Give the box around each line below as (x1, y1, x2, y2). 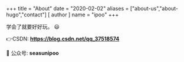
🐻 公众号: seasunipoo (6, 50, 59, 56)
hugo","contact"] (6, 11, 47, 18)
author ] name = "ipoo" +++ (51, 11, 119, 18)
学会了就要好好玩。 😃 (6, 23, 60, 30)
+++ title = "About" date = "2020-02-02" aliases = (6, 5, 129, 12)
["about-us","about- (130, 5, 179, 12)
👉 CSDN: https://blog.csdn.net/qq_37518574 (6, 35, 120, 42)
